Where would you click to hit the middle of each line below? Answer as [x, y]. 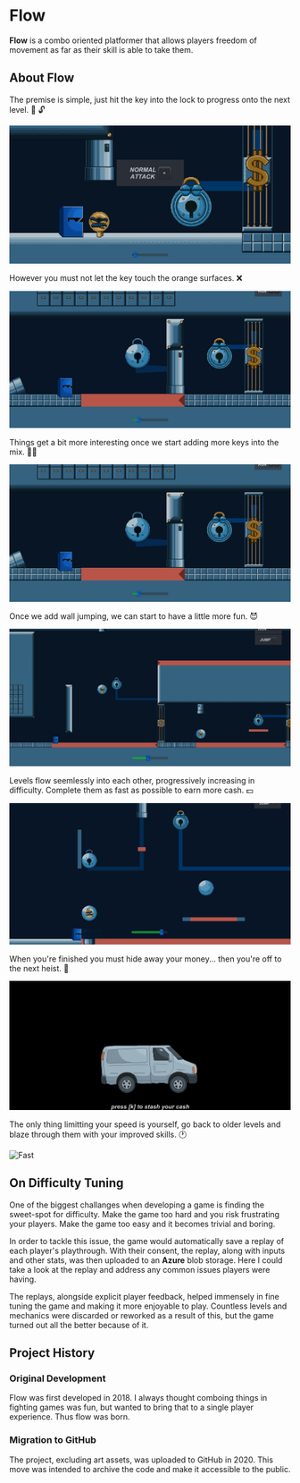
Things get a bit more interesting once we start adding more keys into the [144, 443]
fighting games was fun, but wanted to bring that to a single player [132, 1407]
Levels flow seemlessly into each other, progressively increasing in [132, 781]
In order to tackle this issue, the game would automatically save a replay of [146, 1241]
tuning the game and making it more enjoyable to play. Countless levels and [148, 1306]
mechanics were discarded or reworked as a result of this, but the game [142, 1315]
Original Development [58, 1378]
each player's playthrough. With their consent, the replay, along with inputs [147, 1250]
